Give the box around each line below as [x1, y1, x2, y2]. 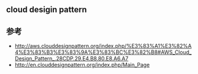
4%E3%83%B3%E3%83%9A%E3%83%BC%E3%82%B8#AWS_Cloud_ [14, 49, 192, 56]
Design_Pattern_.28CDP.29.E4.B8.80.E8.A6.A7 [14, 55, 129, 62]
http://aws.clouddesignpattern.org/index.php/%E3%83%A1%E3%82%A [14, 43, 192, 50]
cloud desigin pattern [6, 5, 87, 15]
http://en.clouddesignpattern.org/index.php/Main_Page [14, 62, 150, 69]
